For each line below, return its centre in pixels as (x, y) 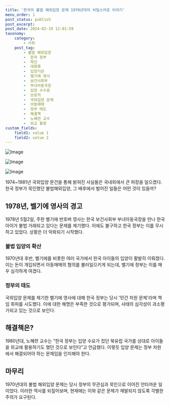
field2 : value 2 (32, 138)
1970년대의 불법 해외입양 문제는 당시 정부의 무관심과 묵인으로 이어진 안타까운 (81, 385)
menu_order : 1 (20, 15)
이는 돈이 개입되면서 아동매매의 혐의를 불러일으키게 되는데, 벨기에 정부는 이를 (81, 265)
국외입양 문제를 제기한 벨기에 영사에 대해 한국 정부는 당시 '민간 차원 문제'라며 (81, 297)
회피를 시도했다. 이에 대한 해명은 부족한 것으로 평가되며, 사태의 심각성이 (81, 304)
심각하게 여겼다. (26, 271)
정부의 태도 (18, 286)
